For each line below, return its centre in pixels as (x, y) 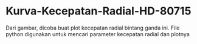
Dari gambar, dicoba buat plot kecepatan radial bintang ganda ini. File (93, 28)
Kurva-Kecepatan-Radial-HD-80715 (98, 11)
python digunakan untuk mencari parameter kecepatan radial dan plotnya (98, 34)
